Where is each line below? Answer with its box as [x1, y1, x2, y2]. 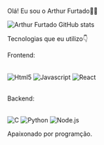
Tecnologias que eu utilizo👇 [7, 35, 89, 42]
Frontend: [7, 51, 36, 59]
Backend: [7, 94, 35, 103]
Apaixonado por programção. [7, 129, 93, 138]
